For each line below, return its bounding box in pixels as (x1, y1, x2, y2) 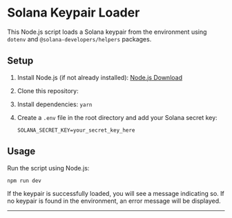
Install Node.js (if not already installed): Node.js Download (17, 73, 183, 81)
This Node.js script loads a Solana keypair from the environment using (7, 28, 207, 36)
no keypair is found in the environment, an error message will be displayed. (7, 197, 221, 205)
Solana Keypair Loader (7, 5, 140, 21)
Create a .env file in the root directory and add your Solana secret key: (17, 113, 217, 121)
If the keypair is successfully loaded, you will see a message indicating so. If (7, 189, 224, 197)
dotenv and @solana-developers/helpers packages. (7, 34, 152, 43)
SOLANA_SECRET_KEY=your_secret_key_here (17, 126, 135, 134)
